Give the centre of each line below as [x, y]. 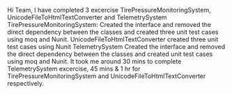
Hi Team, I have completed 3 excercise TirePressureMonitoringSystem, [109, 10]
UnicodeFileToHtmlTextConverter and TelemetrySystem [87, 17]
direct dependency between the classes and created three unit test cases [113, 32]
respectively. [25, 83]
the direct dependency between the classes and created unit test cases [110, 54]
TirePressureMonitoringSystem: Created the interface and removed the [109, 25]
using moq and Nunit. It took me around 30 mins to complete [94, 61]
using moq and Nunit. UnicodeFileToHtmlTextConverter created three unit [113, 39]
